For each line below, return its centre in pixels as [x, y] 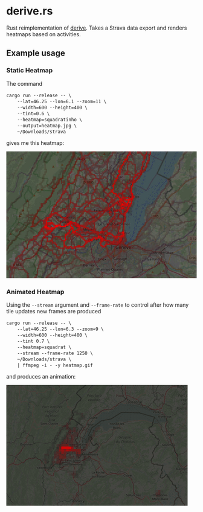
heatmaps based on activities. [43, 34]
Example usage [36, 53]
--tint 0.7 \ [34, 341]
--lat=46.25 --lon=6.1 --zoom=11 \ [62, 101]
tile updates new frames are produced [54, 311]
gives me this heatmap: [35, 142]
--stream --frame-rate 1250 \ [55, 353]
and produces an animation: [41, 376]
